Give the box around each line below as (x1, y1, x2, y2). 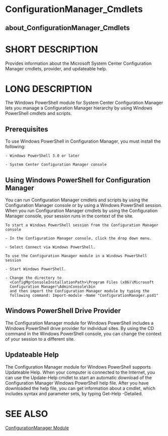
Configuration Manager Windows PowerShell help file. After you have (5, 380, 149, 386)
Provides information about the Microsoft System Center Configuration (5, 60, 152, 66)
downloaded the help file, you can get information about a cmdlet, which (5, 385, 156, 391)
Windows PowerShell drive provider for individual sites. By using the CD (5, 325, 154, 331)
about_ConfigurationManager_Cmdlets (5, 24, 130, 32)
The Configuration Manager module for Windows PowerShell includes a (5, 320, 154, 326)
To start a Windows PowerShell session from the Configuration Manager (5, 223, 158, 228)
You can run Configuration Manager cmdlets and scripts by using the (5, 197, 148, 203)
